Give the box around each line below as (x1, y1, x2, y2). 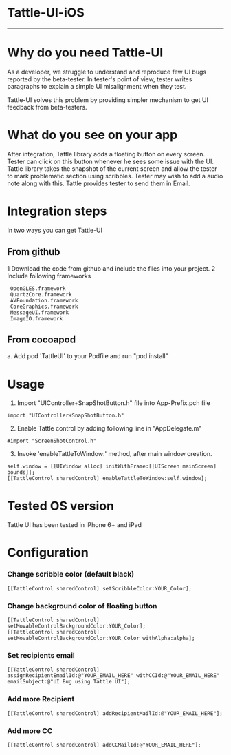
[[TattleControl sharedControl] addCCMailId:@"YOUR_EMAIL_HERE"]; (7, 741, 201, 748)
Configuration (7, 545, 89, 561)
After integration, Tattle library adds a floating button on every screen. (7, 149, 206, 158)
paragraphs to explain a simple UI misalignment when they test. (7, 82, 187, 90)
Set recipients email (7, 650, 76, 660)
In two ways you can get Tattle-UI (7, 226, 103, 234)
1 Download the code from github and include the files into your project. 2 (7, 264, 215, 273)
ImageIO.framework (10, 315, 63, 322)
